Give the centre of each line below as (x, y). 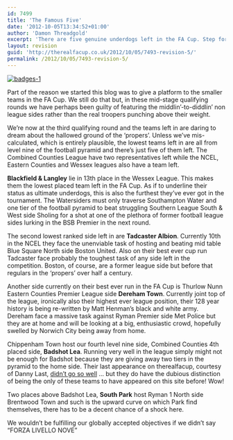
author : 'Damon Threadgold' (48, 33)
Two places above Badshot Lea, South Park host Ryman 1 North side (105, 394)
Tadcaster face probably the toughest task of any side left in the (99, 258)
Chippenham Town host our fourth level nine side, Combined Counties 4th (113, 344)
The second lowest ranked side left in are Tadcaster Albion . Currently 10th (114, 236)
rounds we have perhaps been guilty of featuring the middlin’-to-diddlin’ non (116, 107)
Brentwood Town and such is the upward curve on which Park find (102, 402)
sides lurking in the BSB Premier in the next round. (79, 222)
